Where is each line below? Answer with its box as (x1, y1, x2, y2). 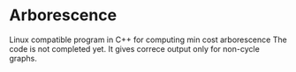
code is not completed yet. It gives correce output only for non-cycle (9, 43, 261, 54)
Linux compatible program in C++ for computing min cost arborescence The (9, 34, 287, 45)
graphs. (9, 53, 37, 63)
